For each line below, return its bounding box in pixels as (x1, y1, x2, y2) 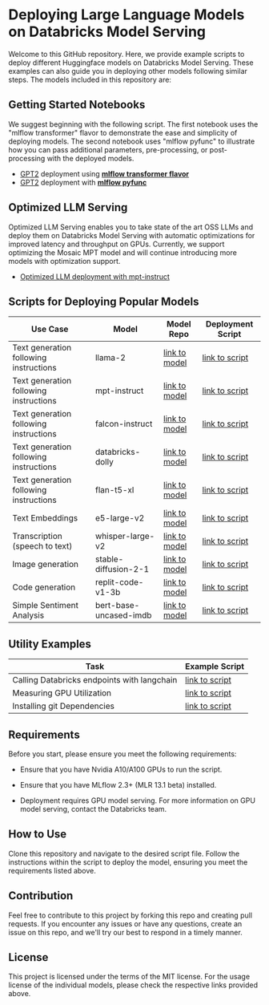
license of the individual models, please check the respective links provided (8, 980, 259, 990)
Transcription (12, 531, 62, 542)
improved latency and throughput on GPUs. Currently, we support (8, 239, 225, 249)
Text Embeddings (12, 513, 78, 524)
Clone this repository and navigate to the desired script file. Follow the (8, 849, 240, 858)
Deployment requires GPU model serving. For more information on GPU (19, 796, 256, 805)
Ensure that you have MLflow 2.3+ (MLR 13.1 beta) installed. (19, 780, 217, 789)
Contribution (8, 889, 74, 903)
